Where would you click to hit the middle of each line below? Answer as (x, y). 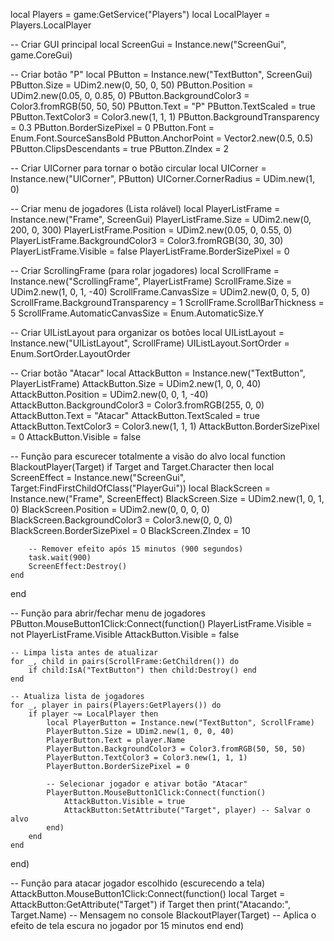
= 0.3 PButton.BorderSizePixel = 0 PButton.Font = (112, 127)
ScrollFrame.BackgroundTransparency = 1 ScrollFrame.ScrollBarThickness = (167, 302)
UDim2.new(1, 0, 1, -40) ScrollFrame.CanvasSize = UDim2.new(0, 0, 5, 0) (160, 292)
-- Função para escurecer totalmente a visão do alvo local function (148, 456)
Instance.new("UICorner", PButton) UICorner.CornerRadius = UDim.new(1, (162, 178)
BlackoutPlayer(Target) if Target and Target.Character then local (142, 467)
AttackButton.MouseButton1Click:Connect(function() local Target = (148, 893)
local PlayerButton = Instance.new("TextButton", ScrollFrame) (180, 723)
